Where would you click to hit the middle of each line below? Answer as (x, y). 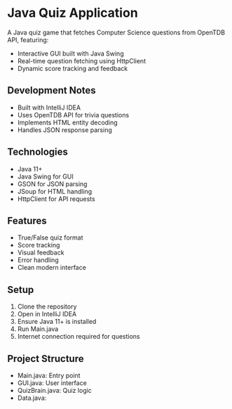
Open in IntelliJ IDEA (47, 314)
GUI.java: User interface (52, 383)
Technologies (38, 152)
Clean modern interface (52, 268)
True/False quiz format (50, 238)
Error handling (38, 260)
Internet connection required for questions (79, 337)
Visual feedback (41, 253)
